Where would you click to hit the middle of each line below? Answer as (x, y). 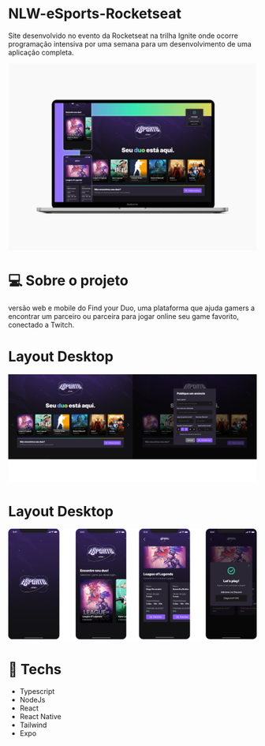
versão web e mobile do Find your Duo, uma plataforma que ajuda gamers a (131, 308)
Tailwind (33, 725)
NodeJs (32, 700)
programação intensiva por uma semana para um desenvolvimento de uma (130, 43)
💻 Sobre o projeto (68, 281)
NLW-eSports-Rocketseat (95, 14)
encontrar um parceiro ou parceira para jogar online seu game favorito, (123, 316)
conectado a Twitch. (41, 324)
